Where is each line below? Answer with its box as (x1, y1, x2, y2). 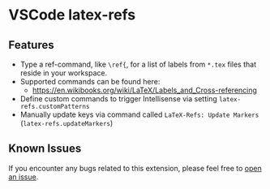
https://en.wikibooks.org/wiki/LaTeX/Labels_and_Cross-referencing (32, 85, 258, 95)
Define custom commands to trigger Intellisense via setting (19, 94, 217, 103)
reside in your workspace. (19, 68, 108, 78)
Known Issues (8, 142, 82, 156)
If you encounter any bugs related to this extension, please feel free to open (8, 163, 262, 173)
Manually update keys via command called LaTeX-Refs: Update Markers (19, 110, 259, 119)
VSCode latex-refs (8, 6, 136, 24)
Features (8, 38, 54, 52)
